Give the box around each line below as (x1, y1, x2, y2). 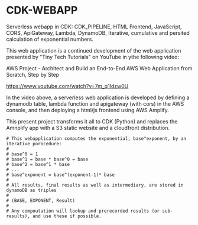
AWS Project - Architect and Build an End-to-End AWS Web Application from (6, 64, 193, 71)
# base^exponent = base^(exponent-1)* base (6, 172, 115, 178)
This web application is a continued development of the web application (6, 47, 181, 54)
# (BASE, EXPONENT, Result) (6, 197, 76, 204)
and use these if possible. (32, 213, 102, 219)
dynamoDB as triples (6, 187, 57, 193)
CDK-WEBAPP (6, 4, 78, 17)
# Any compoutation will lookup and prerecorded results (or (6, 208, 160, 214)
